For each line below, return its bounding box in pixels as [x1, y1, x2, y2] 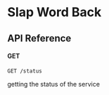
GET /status [7, 68, 42, 75]
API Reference [7, 32, 72, 44]
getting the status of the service [7, 80, 101, 88]
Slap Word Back [7, 4, 102, 20]
